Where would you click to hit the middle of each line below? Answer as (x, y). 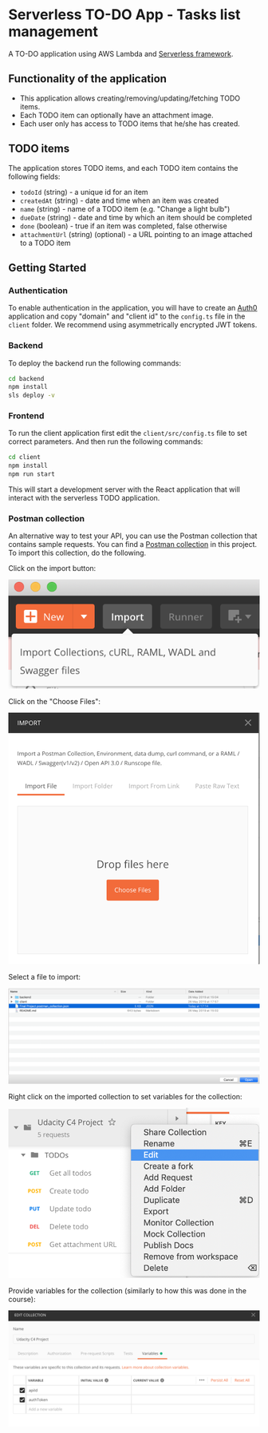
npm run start (32, 474)
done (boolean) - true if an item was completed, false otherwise (123, 226)
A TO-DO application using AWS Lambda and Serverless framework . (121, 53)
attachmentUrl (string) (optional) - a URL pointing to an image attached (136, 234)
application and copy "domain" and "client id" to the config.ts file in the (127, 316)
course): (22, 1300)
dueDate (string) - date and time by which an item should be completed (136, 217)
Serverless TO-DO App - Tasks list (124, 15)
